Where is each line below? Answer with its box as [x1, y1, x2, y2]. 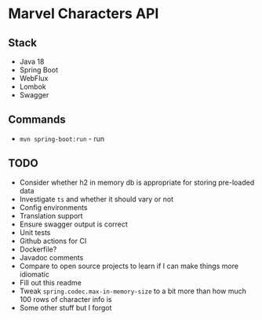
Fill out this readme [19, 278, 82, 287]
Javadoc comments [19, 252, 84, 262]
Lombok [19, 82, 47, 91]
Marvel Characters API [8, 5, 159, 23]
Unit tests [19, 227, 51, 237]
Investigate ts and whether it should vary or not [19, 194, 174, 204]
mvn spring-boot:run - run [19, 134, 104, 143]
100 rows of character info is [19, 294, 112, 303]
